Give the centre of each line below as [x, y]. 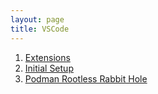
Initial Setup [49, 68]
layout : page [37, 19]
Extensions [47, 57]
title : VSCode [40, 29]
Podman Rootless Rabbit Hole [86, 78]
